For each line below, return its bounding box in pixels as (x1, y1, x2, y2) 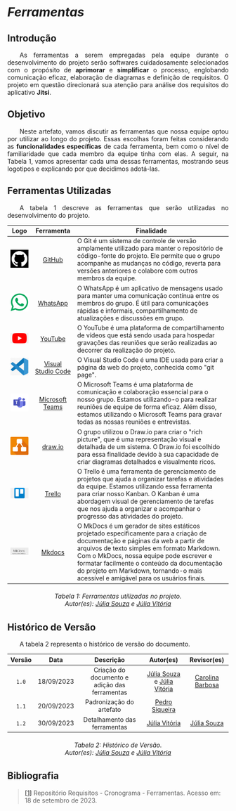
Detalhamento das (83, 715, 136, 724)
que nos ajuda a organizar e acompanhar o (77, 504, 202, 513)
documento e (90, 673, 129, 682)
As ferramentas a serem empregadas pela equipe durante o (20, 51, 229, 59)
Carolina (195, 673, 219, 682)
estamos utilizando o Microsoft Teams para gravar (77, 410, 223, 419)
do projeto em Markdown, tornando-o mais (77, 566, 202, 575)
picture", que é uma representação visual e (77, 435, 202, 443)
